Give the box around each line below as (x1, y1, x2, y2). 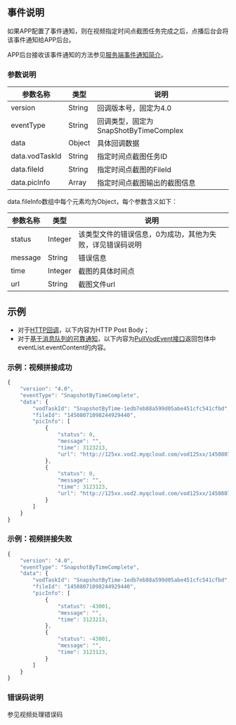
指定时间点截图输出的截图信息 (97, 178, 196, 188)
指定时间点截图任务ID (97, 152, 168, 162)
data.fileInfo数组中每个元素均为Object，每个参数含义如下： (7, 198, 178, 206)
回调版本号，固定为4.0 (97, 103, 172, 113)
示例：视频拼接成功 (7, 362, 72, 372)
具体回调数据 (97, 139, 140, 148)
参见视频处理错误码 (7, 710, 63, 719)
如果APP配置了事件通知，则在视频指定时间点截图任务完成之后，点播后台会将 (7, 27, 229, 35)
